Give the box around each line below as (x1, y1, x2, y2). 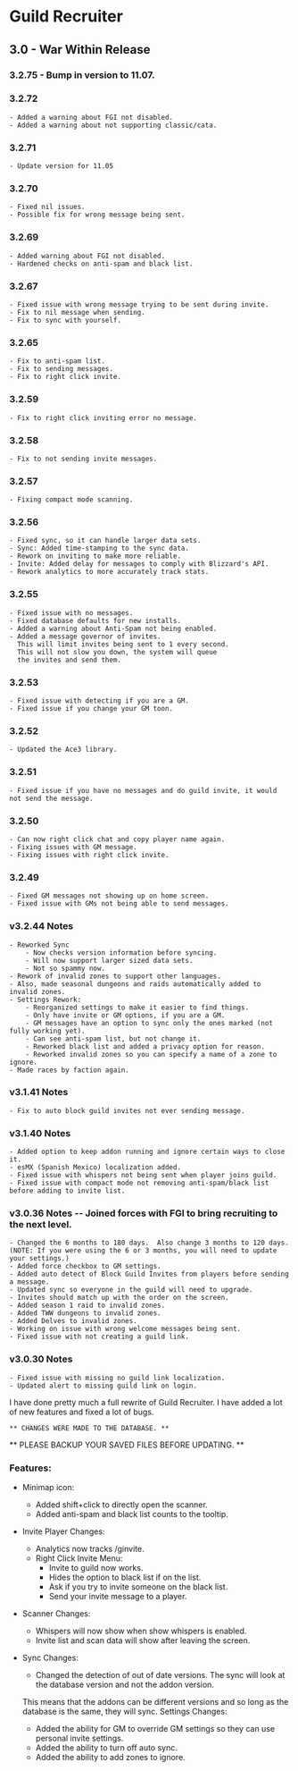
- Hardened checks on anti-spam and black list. (9, 259, 194, 268)
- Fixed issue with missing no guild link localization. (9, 1373, 226, 1382)
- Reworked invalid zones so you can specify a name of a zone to (25, 1050, 277, 1058)
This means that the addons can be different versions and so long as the (21, 1697, 289, 1708)
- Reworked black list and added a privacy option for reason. (25, 1042, 266, 1051)
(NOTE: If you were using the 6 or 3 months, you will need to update (9, 1246, 277, 1255)
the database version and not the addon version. (35, 1679, 214, 1691)
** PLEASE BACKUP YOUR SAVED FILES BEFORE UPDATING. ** (9, 1439, 244, 1450)
